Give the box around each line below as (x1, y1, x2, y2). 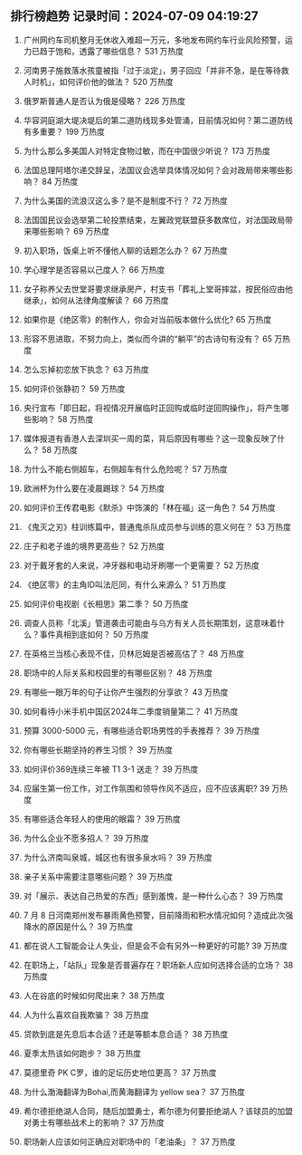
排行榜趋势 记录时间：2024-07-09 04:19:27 (10, 8, 259, 24)
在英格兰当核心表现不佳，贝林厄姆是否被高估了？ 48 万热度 (23, 648, 245, 659)
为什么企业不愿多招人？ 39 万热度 (23, 833, 150, 843)
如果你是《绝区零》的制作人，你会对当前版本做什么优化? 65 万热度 (23, 313, 272, 324)
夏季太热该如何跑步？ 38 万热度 (23, 1047, 141, 1058)
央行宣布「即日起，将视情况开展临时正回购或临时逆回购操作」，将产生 (23, 402, 281, 413)
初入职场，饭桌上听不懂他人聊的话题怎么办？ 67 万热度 (23, 245, 229, 255)
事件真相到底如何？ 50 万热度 (39, 629, 149, 640)
